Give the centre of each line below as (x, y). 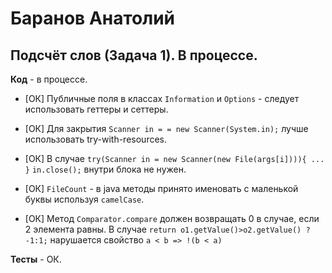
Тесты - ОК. (36, 259)
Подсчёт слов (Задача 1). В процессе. (134, 55)
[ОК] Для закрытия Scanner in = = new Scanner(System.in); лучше (166, 128)
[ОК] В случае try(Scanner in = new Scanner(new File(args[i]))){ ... (174, 158)
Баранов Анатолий (92, 18)
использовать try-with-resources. (96, 139)
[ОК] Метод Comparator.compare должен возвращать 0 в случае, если (172, 218)
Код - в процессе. (49, 79)
